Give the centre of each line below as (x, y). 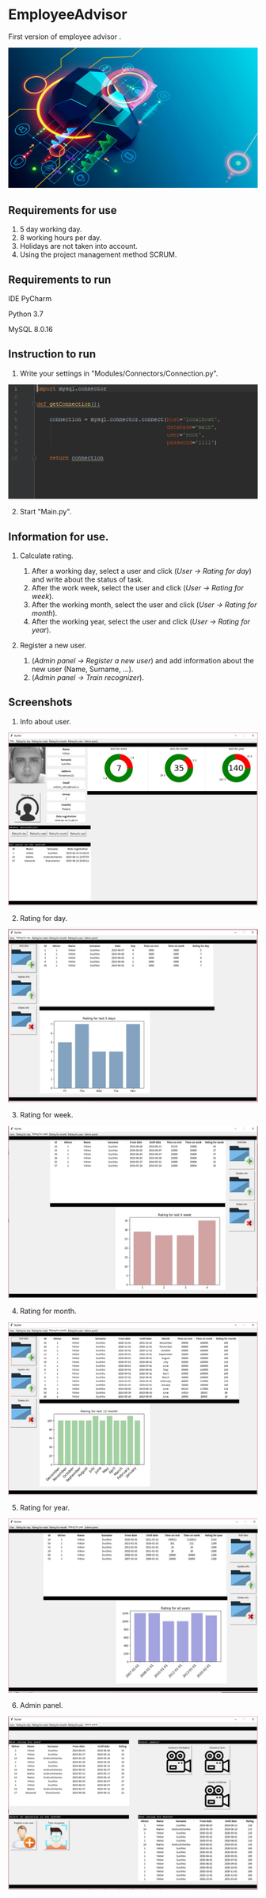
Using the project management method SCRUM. (98, 254)
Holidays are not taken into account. (79, 246)
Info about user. (45, 721)
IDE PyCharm (30, 299)
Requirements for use (63, 210)
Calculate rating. (46, 556)
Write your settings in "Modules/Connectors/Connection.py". (119, 373)
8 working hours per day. (61, 238)
